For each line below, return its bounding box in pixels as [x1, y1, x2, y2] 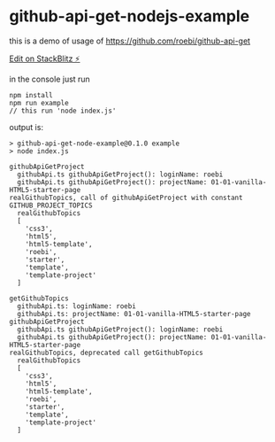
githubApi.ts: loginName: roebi [17, 301, 137, 311]
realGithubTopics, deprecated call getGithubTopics [9, 348, 203, 357]
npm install [9, 90, 53, 99]
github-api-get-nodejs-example [9, 6, 250, 27]
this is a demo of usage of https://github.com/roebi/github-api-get [9, 35, 250, 46]
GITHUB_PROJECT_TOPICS [9, 201, 93, 210]
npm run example [9, 98, 69, 107]
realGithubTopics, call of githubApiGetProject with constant [9, 193, 243, 202]
